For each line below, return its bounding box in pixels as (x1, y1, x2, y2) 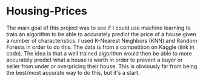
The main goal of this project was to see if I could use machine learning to (6, 24, 191, 31)
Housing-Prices (6, 4, 88, 18)
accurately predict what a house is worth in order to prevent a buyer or (6, 56, 183, 63)
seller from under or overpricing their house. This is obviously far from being (6, 62, 198, 70)
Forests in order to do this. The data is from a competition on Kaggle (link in (6, 43, 195, 51)
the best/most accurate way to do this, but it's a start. (6, 69, 140, 76)
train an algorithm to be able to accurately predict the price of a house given (6, 30, 197, 37)
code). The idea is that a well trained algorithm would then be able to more (6, 49, 192, 57)
